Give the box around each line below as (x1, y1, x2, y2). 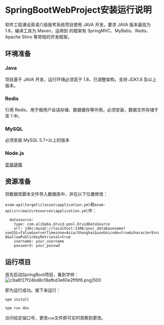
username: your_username (14, 239, 64, 244)
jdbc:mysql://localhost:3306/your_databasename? (24, 226, 125, 231)
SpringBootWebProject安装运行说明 (5, 4, 152, 16)
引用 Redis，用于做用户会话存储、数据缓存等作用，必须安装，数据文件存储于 (5, 106, 159, 113)
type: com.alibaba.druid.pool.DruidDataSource (14, 222, 110, 227)
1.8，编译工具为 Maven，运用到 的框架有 (5, 27, 87, 33)
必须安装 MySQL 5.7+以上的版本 (5, 137, 70, 143)
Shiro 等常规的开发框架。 (21, 34, 72, 40)
